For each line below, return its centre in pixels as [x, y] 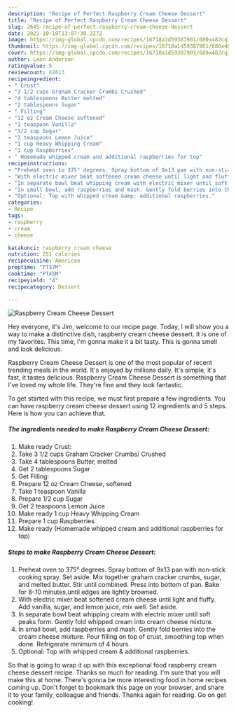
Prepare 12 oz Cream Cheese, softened [75, 484]
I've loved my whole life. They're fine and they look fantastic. [96, 385]
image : [18, 40]
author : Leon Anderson [41, 60]
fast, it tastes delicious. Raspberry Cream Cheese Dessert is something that [117, 377]
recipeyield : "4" [33, 280]
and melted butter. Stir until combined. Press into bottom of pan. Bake [119, 585]
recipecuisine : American [44, 261]
